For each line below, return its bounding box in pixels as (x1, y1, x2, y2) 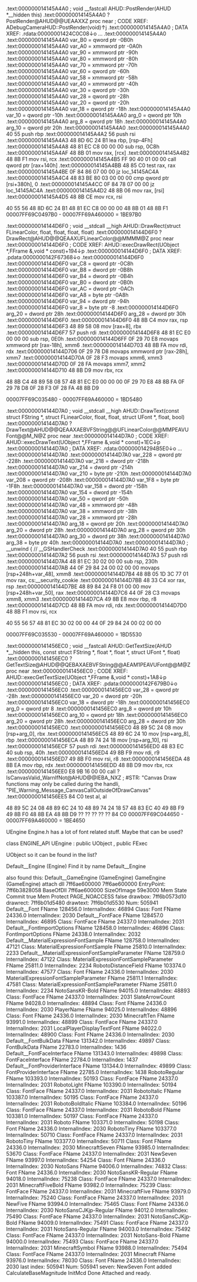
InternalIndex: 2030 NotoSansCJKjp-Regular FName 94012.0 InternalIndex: (6, 1207, 189, 1214)
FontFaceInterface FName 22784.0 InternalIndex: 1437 (6, 1056, 138, 1063)
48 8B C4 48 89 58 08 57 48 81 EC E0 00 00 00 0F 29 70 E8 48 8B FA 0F (6, 378, 185, 385)
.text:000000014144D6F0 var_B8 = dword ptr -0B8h (6, 266, 133, 273)
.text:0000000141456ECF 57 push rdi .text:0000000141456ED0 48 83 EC (6, 743, 184, 749)
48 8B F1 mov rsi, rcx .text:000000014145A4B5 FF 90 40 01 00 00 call (6, 156, 176, 162)
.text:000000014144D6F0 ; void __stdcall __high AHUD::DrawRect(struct (6, 223, 181, 229)
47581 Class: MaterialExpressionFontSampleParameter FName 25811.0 (6, 981, 178, 988)
